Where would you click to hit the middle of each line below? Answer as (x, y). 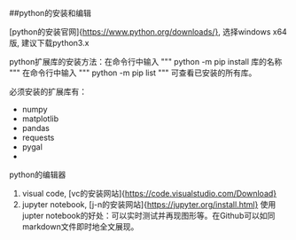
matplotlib (40, 119)
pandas (36, 128)
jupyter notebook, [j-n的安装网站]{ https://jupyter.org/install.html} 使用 (149, 205)
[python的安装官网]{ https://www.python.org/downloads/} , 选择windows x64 (148, 32)
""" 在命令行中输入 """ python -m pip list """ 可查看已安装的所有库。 (133, 73)
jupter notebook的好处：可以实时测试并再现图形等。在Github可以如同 (148, 216)
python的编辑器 (38, 174)
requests (38, 137)
